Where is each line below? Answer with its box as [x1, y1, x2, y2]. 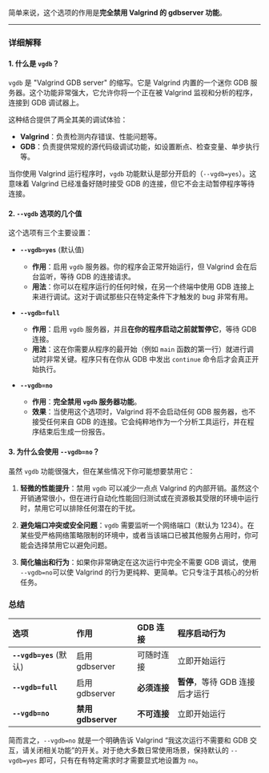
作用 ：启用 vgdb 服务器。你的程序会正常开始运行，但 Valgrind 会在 [31, 262, 251, 271]
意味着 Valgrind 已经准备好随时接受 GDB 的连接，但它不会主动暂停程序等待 [8, 179, 255, 189]
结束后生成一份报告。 [38, 427, 110, 437]
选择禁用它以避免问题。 [34, 540, 112, 550]
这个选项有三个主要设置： [8, 228, 93, 238]
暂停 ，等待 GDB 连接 [177, 676, 255, 687]
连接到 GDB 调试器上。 [8, 98, 84, 107]
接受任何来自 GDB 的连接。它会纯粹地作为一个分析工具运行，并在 [31, 417, 248, 427]
